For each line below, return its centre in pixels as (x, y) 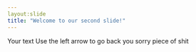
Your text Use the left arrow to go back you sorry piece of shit (98, 41)
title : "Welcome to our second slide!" (67, 21)
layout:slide (27, 14)
